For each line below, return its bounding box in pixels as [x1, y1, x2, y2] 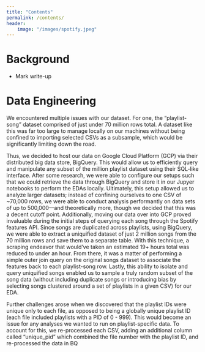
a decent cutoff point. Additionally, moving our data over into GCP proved [6, 211, 192, 218]
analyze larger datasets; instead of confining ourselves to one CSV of [6, 191, 182, 199]
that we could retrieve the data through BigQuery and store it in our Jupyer [6, 178, 195, 185]
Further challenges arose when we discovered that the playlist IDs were [6, 301, 187, 308]
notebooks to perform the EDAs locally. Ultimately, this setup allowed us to [6, 185, 195, 192]
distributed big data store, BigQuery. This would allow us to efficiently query [6, 159, 198, 166]
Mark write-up [15, 73, 52, 80]
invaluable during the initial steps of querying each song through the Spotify [6, 217, 198, 225]
